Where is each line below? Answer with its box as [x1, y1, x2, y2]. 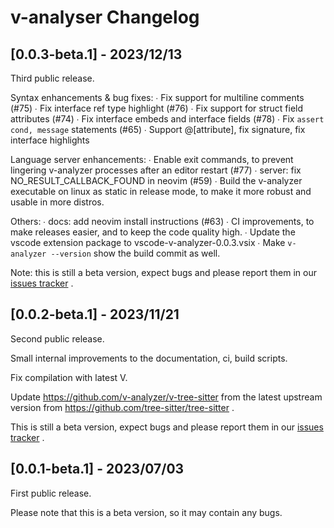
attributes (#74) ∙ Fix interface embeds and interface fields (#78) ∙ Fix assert [10, 113, 325, 125]
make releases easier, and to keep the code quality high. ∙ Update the [10, 226, 296, 238]
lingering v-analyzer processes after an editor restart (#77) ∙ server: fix [10, 164, 302, 176]
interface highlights [10, 134, 90, 146]
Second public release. [10, 332, 105, 345]
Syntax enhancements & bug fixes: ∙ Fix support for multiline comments [10, 92, 305, 103]
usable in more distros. [10, 196, 105, 208]
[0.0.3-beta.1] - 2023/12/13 [10, 46, 183, 63]
